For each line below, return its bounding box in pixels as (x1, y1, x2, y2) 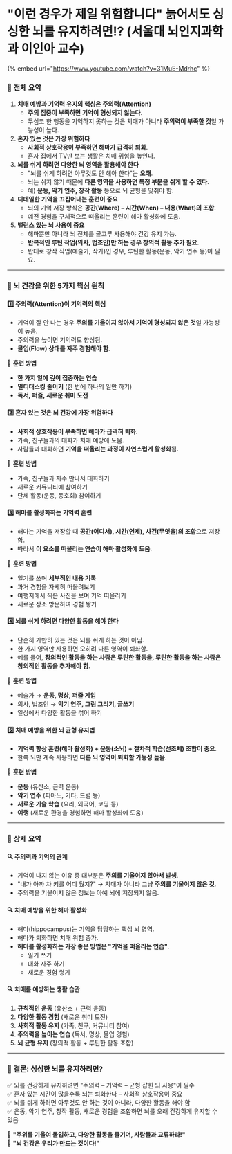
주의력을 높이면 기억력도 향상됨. (17, 336, 102, 344)
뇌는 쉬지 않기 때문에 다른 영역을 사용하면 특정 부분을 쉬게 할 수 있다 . (27, 178, 209, 186)
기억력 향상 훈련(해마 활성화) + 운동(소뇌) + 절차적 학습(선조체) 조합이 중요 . (17, 745, 217, 753)
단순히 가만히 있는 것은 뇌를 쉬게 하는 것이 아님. (17, 635, 144, 644)
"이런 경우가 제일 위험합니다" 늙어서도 (7, 6, 211, 22)
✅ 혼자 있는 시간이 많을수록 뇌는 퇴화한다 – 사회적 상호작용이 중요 (7, 1090, 183, 1098)
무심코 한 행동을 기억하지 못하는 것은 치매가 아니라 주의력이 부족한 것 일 (27, 117, 217, 125)
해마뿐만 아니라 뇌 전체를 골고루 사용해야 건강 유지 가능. (27, 230, 177, 238)
